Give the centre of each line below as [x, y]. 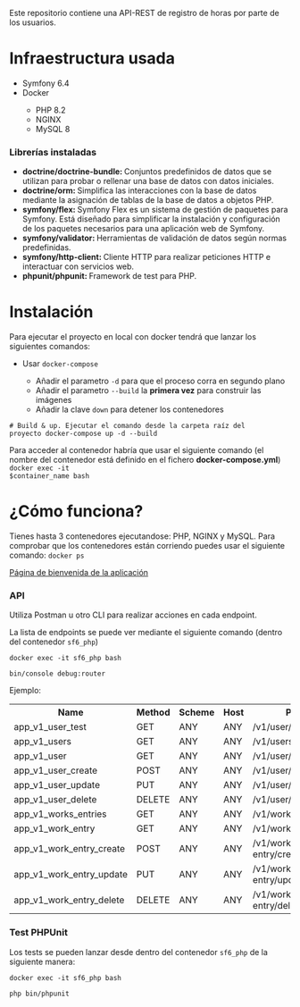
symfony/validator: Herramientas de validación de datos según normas [154, 238]
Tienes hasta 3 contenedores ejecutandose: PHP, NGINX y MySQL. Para [142, 536]
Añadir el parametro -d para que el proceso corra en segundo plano [160, 381]
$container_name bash [50, 476]
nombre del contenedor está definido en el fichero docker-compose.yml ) [145, 460]
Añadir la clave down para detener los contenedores [130, 409]
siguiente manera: [42, 961]
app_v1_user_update [57, 785]
